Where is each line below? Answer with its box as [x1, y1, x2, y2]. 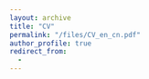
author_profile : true [9, 38, 92, 48]
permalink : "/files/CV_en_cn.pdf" [9, 30, 142, 39]
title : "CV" [9, 22, 55, 31]
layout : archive [9, 13, 71, 23]
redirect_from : [9, 47, 68, 56]
